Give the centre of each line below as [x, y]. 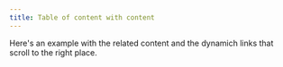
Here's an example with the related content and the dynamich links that [141, 43]
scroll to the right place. [53, 52]
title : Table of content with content [82, 17]
